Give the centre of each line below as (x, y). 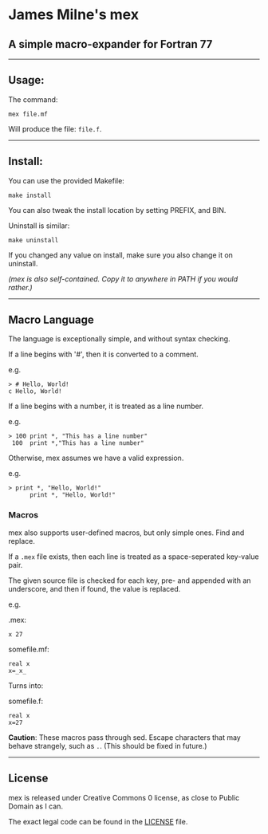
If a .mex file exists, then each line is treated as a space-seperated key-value (134, 557)
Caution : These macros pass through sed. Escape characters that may (124, 737)
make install (30, 195)
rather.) (21, 287)
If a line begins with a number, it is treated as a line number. (106, 406)
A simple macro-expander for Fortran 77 (110, 44)
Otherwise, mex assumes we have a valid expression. (96, 458)
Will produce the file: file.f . (55, 128)
